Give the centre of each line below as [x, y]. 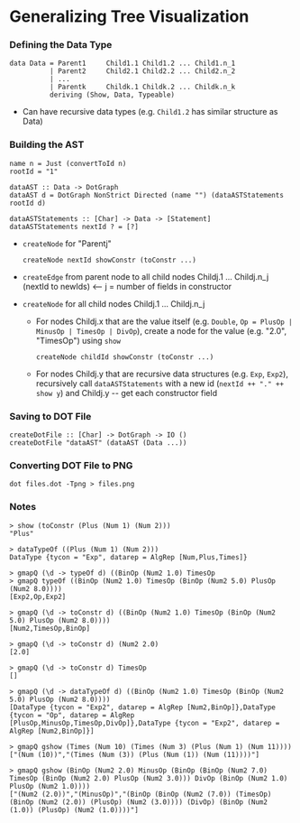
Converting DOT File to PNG [71, 465]
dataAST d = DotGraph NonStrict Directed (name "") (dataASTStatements [146, 195]
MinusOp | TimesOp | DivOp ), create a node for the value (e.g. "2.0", [161, 330]
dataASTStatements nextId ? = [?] [74, 227]
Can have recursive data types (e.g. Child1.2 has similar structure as [150, 112]
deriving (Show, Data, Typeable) [112, 95]
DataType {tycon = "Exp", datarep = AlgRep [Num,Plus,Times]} [128, 557]
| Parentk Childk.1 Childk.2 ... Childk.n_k [142, 88]
